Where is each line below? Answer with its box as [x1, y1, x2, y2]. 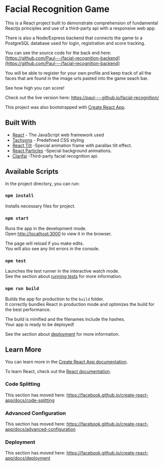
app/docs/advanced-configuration [5, 426, 76, 432]
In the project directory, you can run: [5, 181, 80, 186]
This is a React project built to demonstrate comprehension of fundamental [5, 20, 159, 26]
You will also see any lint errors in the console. [5, 246, 100, 252]
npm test [5, 258, 26, 264]
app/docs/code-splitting [5, 397, 55, 403]
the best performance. [5, 306, 51, 312]
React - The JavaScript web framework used [12, 132, 104, 138]
